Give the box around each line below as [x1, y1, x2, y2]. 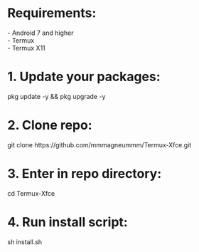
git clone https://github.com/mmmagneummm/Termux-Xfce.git [7, 140, 192, 149]
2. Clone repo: [7, 117, 92, 133]
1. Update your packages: [7, 69, 161, 85]
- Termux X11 [7, 43, 46, 52]
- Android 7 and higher [7, 28, 74, 37]
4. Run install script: [7, 214, 128, 230]
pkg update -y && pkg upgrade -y [7, 92, 106, 100]
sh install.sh [7, 237, 43, 246]
